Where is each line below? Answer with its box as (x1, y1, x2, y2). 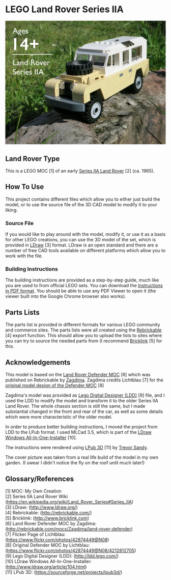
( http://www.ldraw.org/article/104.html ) (5, 564, 87, 570)
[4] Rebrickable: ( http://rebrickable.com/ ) (5, 509, 92, 515)
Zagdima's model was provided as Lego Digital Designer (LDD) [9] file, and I (5, 392, 165, 398)
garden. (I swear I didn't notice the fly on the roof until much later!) (5, 460, 145, 466)
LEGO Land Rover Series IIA (5, 4, 124, 15)
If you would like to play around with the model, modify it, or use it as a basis (5, 231, 166, 237)
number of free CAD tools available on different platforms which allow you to (5, 247, 166, 254)
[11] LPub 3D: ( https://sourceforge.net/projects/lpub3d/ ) (5, 569, 123, 575)
